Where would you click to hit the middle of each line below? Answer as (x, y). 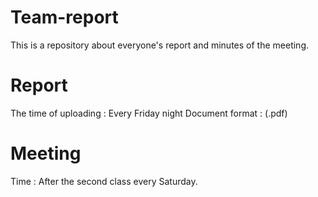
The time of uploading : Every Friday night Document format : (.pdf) (149, 113)
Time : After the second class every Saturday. (104, 181)
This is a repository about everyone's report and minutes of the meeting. (160, 45)
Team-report (64, 17)
